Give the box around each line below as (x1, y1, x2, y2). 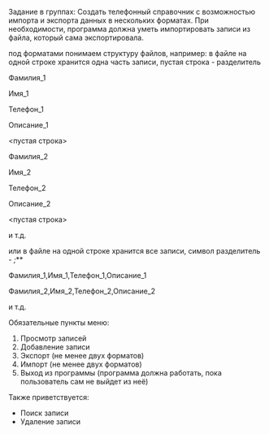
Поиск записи (20, 408, 69, 418)
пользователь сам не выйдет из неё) (20, 377, 149, 386)
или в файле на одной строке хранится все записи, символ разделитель (8, 246, 261, 255)
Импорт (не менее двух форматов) (20, 359, 142, 369)
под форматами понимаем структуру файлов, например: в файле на (8, 49, 247, 58)
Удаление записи (20, 417, 81, 426)
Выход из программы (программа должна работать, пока (20, 368, 222, 377)
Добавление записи (20, 342, 91, 352)
